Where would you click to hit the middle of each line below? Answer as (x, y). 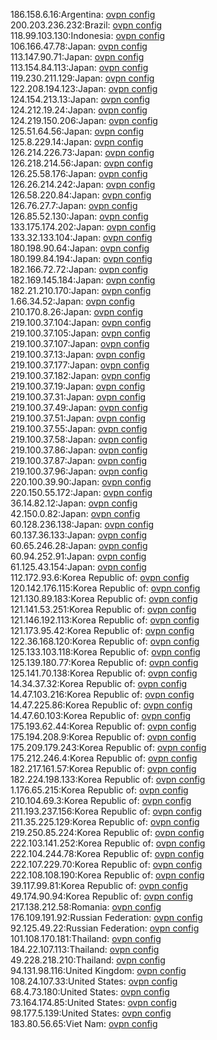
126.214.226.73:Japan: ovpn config (82, 152)
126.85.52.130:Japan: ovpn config (79, 216)
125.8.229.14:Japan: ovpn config (77, 142)
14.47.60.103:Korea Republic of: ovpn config (101, 715)
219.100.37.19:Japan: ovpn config (78, 386)
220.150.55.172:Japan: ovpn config (81, 492)
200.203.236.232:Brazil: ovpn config (86, 25)
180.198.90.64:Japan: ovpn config (80, 248)
